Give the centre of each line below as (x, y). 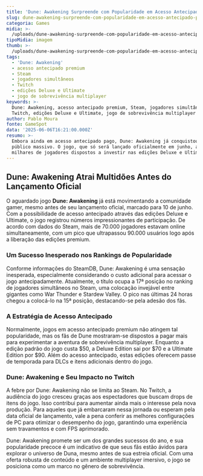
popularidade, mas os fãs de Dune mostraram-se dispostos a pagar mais (97, 336)
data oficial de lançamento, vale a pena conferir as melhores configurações (100, 416)
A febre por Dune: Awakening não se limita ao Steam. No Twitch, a (89, 390)
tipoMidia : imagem (29, 40)
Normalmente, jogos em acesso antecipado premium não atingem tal (92, 329)
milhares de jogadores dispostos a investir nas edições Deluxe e (97, 152)
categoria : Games (28, 23)
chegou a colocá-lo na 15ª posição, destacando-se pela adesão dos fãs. (96, 301)
